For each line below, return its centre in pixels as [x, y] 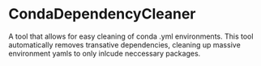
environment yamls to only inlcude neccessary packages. [105, 53]
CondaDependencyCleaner [102, 14]
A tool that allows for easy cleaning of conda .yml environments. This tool [131, 36]
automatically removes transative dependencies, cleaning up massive [124, 44]
